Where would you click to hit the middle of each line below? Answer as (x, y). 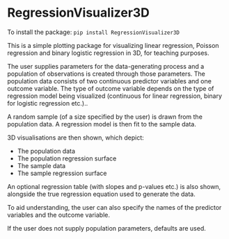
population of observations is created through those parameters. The (106, 74)
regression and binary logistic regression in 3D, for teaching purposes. (109, 53)
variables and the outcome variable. (58, 215)
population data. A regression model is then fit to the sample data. (102, 124)
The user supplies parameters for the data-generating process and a (106, 66)
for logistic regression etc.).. (48, 103)
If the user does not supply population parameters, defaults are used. (107, 228)
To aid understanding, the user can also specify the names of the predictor (114, 207)
